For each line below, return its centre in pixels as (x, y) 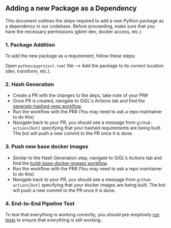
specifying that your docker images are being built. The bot (104, 185)
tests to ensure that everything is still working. (54, 220)
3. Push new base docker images (47, 146)
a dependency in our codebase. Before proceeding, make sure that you (80, 26)
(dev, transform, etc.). (28, 71)
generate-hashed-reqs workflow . (47, 106)
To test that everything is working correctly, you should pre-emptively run (82, 214)
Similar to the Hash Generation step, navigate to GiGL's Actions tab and (87, 158)
